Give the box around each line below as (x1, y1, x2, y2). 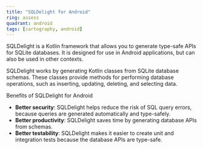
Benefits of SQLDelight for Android (6, 92, 93, 99)
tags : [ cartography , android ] (6, 26, 83, 32)
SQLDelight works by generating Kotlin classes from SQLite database (6, 68, 179, 75)
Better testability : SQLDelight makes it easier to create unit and (15, 130, 175, 137)
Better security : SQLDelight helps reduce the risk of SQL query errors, (15, 104, 192, 111)
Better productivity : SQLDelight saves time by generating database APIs (15, 117, 197, 124)
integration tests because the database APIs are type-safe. (15, 136, 162, 144)
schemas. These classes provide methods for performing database (6, 74, 174, 81)
